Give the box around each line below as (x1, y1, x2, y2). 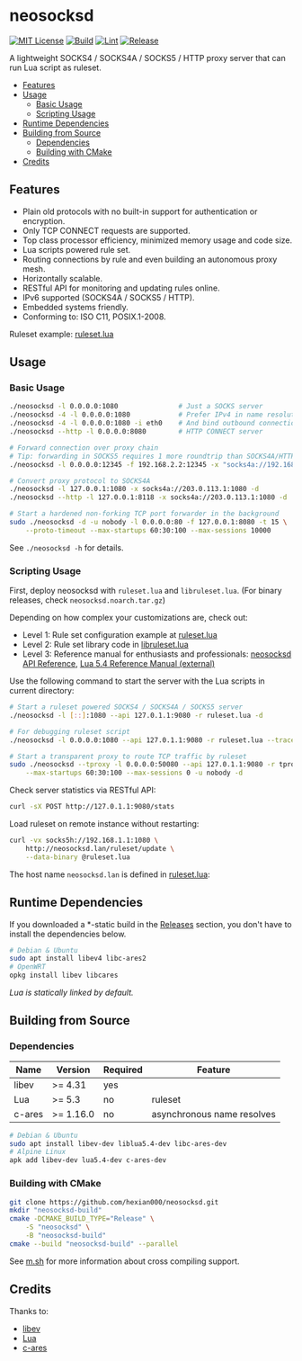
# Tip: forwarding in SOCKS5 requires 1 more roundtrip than (9, 452, 244, 461)
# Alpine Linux (9, 1148, 67, 1157)
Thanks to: (9, 1305, 49, 1316)
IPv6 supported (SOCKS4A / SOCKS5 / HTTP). (22, 291, 195, 302)
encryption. (22, 215, 66, 226)
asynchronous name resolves (151, 1107, 276, 1120)
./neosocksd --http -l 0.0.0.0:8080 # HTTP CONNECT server (9, 427, 263, 436)
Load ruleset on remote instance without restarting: (9, 819, 200, 829)
